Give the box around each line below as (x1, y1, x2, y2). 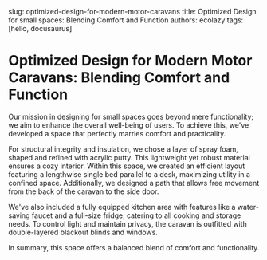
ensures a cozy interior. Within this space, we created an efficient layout (8, 161, 245, 171)
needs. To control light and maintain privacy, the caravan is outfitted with (8, 219, 247, 228)
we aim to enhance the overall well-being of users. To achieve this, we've (8, 120, 249, 130)
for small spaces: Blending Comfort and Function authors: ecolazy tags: (8, 15, 244, 25)
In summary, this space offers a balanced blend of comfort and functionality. (8, 242, 260, 252)
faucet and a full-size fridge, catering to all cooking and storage (31, 211, 241, 220)
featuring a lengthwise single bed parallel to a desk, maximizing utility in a (8, 169, 251, 179)
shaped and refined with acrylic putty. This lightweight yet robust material (8, 152, 251, 162)
